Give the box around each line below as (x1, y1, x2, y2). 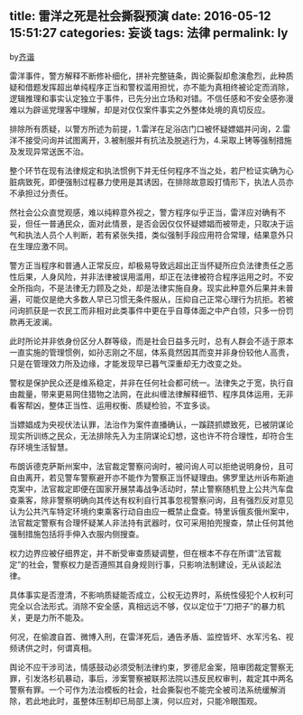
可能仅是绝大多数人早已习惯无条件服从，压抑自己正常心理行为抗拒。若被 (24, 293, 294, 304)
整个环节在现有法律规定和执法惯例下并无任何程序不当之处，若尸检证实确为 (9, 165, 286, 176)
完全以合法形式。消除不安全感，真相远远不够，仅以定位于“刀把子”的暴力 (9, 600, 278, 611)
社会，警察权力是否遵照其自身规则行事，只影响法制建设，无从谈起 (28, 559, 274, 570)
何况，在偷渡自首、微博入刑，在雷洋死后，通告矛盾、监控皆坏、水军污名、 (9, 631, 286, 642)
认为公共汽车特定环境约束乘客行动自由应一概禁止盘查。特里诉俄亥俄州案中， (9, 506, 294, 516)
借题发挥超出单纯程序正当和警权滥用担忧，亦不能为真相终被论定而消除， (24, 81, 294, 92)
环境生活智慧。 (16, 441, 73, 452)
